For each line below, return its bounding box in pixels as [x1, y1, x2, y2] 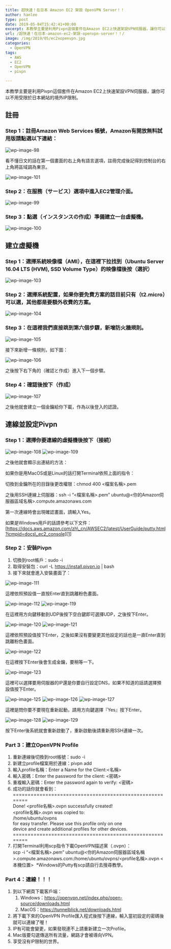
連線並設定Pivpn [5, 420, 58, 429]
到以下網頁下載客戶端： [12, 888, 62, 894]
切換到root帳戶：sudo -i [12, 557, 63, 563]
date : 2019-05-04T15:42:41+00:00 [5, 21, 76, 27]
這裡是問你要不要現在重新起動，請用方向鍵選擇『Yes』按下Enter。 [5, 706, 145, 713]
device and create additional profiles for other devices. [12, 826, 128, 832]
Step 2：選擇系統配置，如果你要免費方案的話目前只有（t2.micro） [5, 291, 165, 298]
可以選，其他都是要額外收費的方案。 [5, 299, 94, 306]
